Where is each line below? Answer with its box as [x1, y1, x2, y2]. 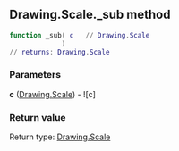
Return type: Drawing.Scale [9, 131, 111, 142]
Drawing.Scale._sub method [9, 7, 171, 22]
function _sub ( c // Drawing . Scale [9, 30, 150, 39]
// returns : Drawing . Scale [9, 47, 110, 56]
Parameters [9, 69, 61, 81]
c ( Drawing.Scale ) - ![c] [9, 88, 96, 99]
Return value [9, 111, 66, 123]
